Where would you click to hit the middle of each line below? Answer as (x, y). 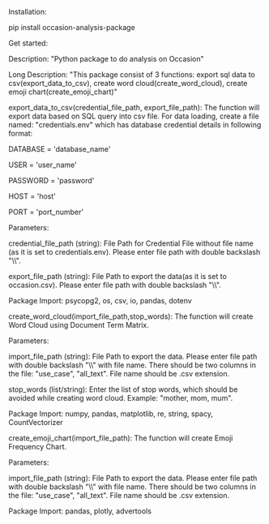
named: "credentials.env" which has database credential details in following (135, 125)
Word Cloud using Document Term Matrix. (79, 325)
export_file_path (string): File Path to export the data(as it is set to (117, 276)
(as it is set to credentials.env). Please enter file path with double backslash (134, 252)
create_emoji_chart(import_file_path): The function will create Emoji (121, 438)
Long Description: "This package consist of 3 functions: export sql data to (132, 75)
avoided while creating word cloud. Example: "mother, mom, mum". (121, 398)
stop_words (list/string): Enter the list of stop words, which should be (123, 389)
